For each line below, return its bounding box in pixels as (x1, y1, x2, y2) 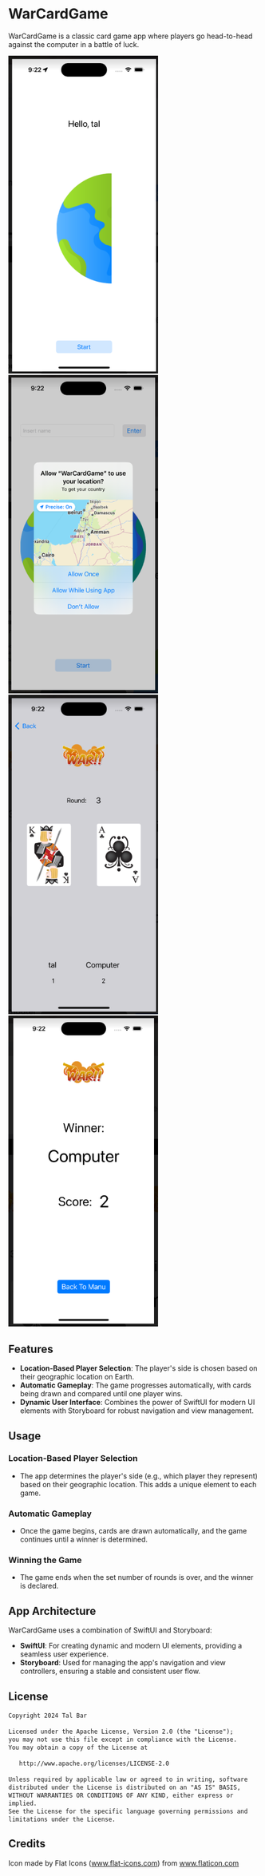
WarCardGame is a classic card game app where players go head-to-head (8, 31, 253, 41)
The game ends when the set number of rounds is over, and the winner (19, 1573, 254, 1582)
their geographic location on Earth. (19, 1372, 135, 1382)
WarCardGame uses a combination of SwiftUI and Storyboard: (8, 1625, 213, 1635)
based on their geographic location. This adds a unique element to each (19, 1479, 257, 1489)
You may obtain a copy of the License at (8, 1743, 148, 1752)
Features (8, 1342, 53, 1356)
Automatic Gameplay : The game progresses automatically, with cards (19, 1380, 251, 1390)
